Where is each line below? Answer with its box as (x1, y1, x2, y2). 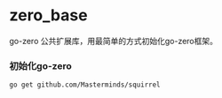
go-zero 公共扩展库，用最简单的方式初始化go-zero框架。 (9, 35, 218, 46)
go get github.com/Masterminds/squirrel (9, 80, 162, 89)
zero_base (9, 5, 88, 26)
